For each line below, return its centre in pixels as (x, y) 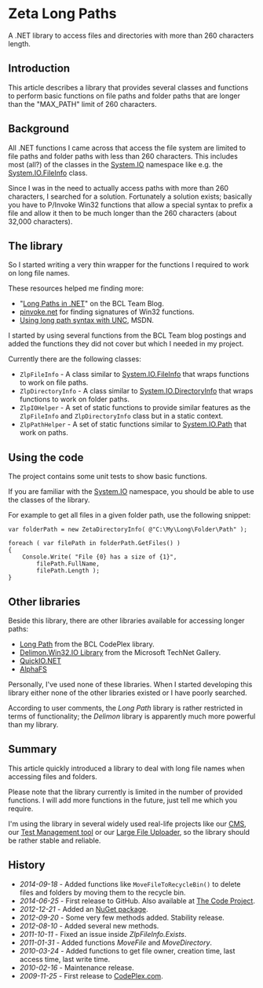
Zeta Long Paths (62, 14)
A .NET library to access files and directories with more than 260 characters (131, 35)
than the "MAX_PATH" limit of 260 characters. (82, 104)
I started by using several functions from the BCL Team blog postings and (127, 335)
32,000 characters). (40, 221)
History (27, 865)
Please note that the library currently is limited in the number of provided (126, 792)
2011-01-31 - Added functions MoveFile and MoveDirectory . (116, 942)
